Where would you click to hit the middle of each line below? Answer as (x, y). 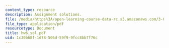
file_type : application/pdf (35, 24)
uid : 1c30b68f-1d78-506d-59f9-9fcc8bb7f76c (52, 38)
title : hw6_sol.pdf (26, 33)
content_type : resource (30, 10)
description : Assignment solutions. (44, 14)
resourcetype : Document (30, 28)
